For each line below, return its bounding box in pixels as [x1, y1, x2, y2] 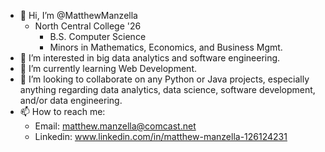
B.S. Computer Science [49, 31, 147, 42]
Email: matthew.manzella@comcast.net [34, 120, 197, 132]
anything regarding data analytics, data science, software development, [19, 84, 316, 95]
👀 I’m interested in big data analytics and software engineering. [19, 52, 281, 64]
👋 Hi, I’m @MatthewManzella [19, 10, 138, 21]
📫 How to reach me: [19, 106, 106, 117]
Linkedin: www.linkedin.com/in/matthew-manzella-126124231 [34, 131, 288, 142]
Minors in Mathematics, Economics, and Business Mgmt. [49, 41, 283, 53]
